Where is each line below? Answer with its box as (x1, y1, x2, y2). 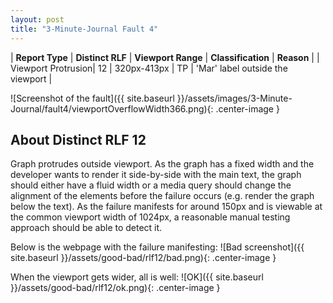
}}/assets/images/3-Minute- (176, 92, 293, 104)
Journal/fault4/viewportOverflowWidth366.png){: (10, 102, 214, 115)
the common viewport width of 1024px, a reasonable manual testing (10, 211, 291, 223)
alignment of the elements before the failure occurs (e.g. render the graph (10, 190, 315, 202)
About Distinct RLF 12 (10, 131, 147, 148)
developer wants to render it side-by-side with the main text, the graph (10, 169, 302, 181)
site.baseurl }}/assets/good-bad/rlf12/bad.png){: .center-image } (10, 252, 277, 264)
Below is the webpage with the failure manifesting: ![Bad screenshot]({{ (10, 241, 305, 253)
